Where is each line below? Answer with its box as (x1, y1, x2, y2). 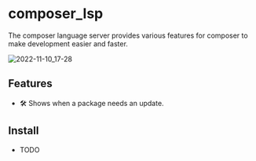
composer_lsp (8, 5, 104, 23)
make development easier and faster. (8, 38, 128, 48)
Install (8, 124, 39, 137)
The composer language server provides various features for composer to (8, 31, 249, 40)
